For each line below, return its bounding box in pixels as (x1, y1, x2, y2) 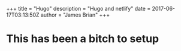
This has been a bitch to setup (6, 32, 159, 46)
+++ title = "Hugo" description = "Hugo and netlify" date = (6, 5, 151, 12)
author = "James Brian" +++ (40, 11, 110, 18)
